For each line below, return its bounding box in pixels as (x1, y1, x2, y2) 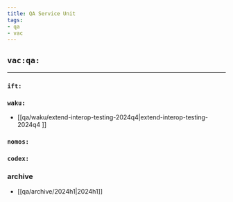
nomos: (7, 138, 30, 146)
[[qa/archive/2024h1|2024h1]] (17, 187, 103, 196)
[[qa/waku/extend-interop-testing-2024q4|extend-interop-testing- (17, 113, 208, 121)
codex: (7, 155, 30, 163)
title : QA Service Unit (7, 10, 76, 17)
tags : (7, 17, 23, 24)
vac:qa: (7, 55, 40, 65)
